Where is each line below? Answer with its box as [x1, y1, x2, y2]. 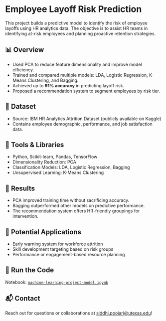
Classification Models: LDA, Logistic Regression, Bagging [12, 164, 130, 170]
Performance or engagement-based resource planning [12, 252, 125, 257]
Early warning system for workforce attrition [12, 241, 103, 247]
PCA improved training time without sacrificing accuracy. [12, 197, 130, 203]
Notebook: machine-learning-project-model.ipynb [5, 279, 109, 285]
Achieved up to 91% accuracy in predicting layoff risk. [12, 82, 125, 88]
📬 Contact [5, 294, 40, 303]
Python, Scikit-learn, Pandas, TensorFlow [12, 154, 98, 160]
